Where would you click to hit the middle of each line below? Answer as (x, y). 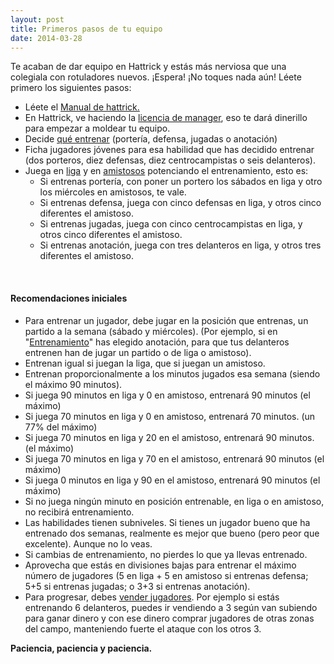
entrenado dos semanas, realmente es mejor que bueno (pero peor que (172, 533)
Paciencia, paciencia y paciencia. (81, 648)
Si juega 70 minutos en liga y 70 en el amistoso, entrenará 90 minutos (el (174, 458)
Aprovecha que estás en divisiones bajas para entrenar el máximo (160, 565)
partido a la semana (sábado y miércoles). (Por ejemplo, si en (151, 331)
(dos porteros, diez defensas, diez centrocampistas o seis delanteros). (170, 160)
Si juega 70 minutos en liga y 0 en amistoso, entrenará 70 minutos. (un (170, 416)
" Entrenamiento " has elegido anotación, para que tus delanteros (157, 342)
